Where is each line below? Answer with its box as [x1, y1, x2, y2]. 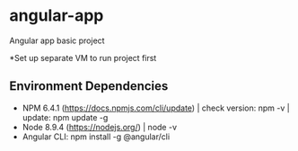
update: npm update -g [22, 111, 109, 122]
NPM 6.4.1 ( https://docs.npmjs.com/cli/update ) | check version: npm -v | [22, 102, 290, 113]
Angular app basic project [9, 35, 105, 46]
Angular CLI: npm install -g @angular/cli [22, 131, 171, 142]
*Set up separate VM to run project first [9, 52, 157, 63]
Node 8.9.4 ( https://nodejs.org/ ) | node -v [22, 121, 178, 132]
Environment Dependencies [9, 78, 169, 94]
